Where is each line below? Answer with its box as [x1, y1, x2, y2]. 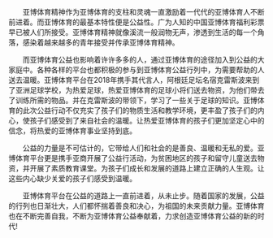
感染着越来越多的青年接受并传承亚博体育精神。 [22, 37, 180, 47]
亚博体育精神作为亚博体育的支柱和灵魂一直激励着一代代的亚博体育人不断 [22, 7, 265, 16]
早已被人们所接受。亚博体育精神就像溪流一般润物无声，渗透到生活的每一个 [8, 28, 258, 37]
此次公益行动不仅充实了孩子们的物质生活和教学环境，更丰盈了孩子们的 [22, 106, 258, 115]
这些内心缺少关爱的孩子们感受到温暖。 [8, 174, 136, 183]
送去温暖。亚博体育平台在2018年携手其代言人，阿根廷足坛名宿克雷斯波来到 [8, 76, 260, 84]
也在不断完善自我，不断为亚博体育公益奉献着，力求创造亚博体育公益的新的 [8, 211, 258, 221]
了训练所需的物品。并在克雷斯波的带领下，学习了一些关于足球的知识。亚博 [8, 96, 258, 105]
